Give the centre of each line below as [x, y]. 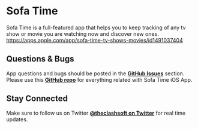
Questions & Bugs [40, 59]
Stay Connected [37, 99]
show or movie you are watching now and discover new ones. [82, 33]
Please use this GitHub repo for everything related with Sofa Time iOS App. [99, 79]
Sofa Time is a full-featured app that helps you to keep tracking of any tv [96, 27]
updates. [17, 119]
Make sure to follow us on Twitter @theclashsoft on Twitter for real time [96, 113]
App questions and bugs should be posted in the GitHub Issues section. [95, 73]
